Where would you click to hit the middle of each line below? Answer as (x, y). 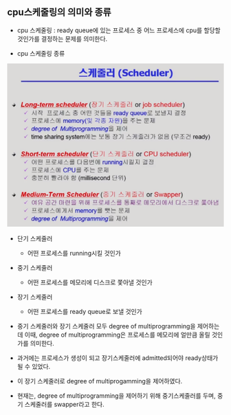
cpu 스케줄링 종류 (41, 53)
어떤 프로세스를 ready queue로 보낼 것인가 (85, 312)
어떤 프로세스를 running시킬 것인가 (74, 254)
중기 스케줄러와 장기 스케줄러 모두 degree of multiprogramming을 (106, 326)
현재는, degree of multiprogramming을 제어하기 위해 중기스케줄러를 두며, (117, 396)
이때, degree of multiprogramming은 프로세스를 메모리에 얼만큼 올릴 (118, 335)
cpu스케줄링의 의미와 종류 (59, 12)
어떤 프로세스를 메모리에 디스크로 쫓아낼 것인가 (90, 282)
